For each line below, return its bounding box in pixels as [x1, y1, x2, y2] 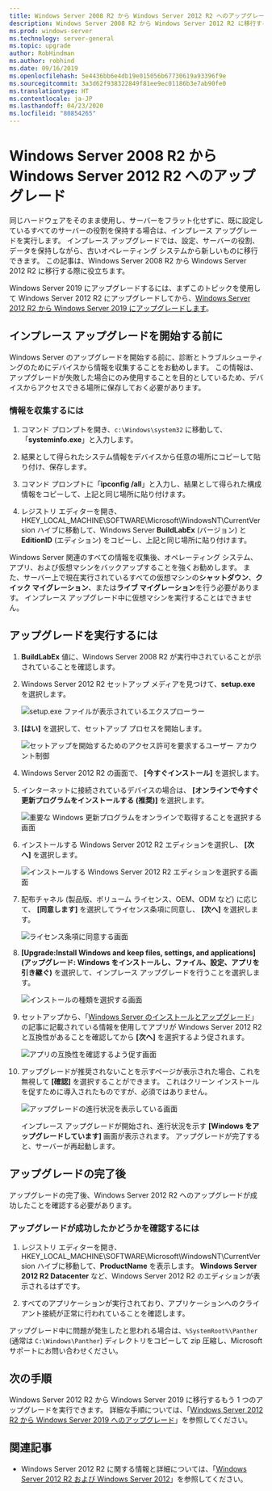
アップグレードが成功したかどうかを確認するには [9, 1222, 200, 1233]
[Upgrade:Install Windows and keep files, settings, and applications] [20, 947, 257, 958]
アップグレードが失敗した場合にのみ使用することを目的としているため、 [9, 373, 249, 382]
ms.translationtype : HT [9, 86, 90, 95]
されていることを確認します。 [20, 662, 119, 672]
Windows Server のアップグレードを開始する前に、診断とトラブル [9, 352, 229, 362]
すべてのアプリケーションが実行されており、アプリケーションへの [20, 1298, 239, 1308]
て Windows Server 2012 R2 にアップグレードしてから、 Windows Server [9, 293, 251, 303]
